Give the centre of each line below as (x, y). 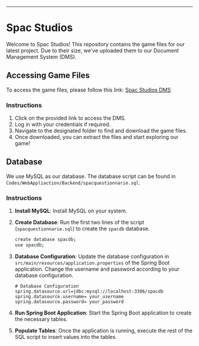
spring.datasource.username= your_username (69, 296)
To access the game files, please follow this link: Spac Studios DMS (89, 90)
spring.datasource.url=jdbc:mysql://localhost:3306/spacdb (89, 291)
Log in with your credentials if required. (62, 125)
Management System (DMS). (41, 56)
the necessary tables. (41, 319)
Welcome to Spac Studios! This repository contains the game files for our (96, 44)
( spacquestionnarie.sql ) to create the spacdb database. (82, 228)
